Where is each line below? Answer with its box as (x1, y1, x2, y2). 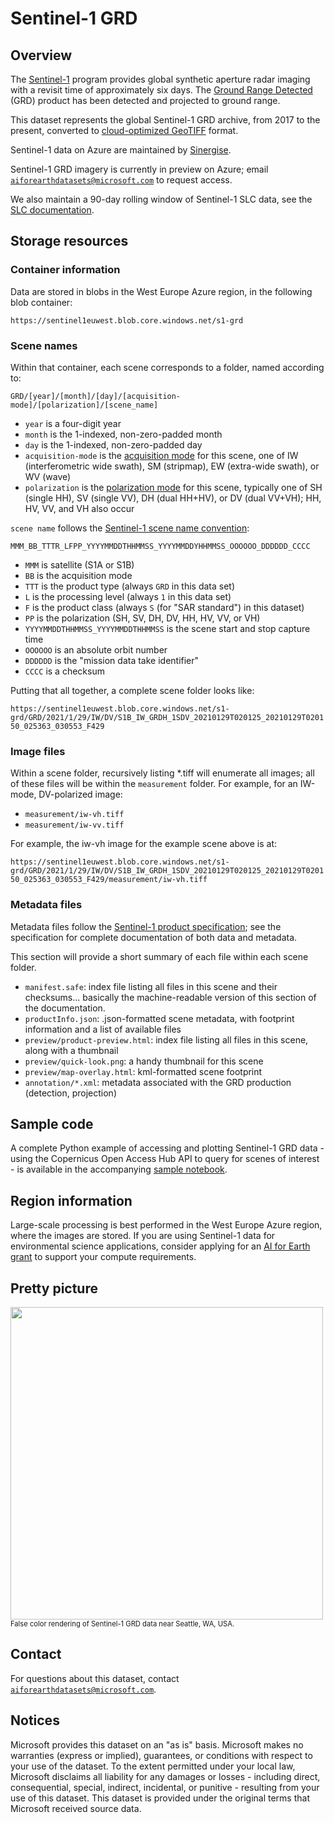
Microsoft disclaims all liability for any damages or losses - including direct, (10, 1770, 321, 1782)
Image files (10, 744, 66, 758)
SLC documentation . (10, 204, 95, 216)
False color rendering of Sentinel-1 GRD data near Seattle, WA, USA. (10, 1619, 235, 1629)
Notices (10, 1712, 60, 1729)
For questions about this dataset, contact (10, 1672, 180, 1684)
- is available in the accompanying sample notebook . (10, 1163, 228, 1176)
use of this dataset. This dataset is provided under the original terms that (10, 1792, 310, 1804)
